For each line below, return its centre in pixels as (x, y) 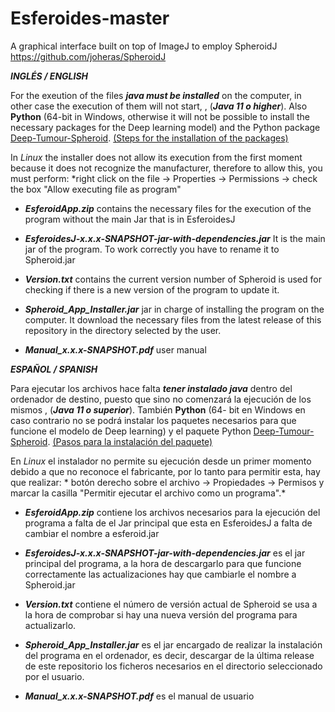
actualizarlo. (50, 625)
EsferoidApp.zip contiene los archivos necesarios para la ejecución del (172, 512)
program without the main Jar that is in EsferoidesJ (130, 219)
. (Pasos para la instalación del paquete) (130, 441)
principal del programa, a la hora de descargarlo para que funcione (163, 563)
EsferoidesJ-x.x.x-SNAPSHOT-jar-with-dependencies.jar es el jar (165, 553)
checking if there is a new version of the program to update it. (152, 289)
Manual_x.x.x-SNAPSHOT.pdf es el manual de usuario (139, 696)
